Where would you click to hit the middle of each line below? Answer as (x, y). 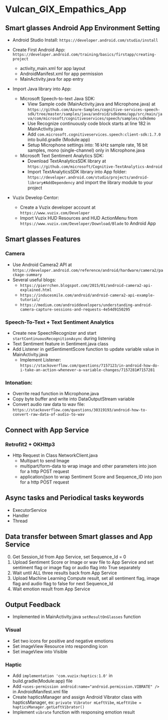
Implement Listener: (40, 359)
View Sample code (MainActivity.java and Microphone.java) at (91, 104)
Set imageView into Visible (40, 651)
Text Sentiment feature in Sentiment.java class (60, 343)
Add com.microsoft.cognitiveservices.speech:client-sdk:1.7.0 (94, 134)
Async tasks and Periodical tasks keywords (75, 498)
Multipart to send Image (45, 460)
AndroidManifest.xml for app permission (61, 74)
